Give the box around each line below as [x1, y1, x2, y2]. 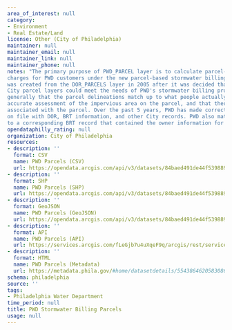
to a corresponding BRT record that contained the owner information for [7, 119, 224, 127]
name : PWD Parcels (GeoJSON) [13, 210, 97, 217]
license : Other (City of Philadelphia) [7, 36, 122, 43]
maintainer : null [7, 42, 57, 49]
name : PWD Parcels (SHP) [13, 184, 85, 191]
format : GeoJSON [13, 203, 60, 210]
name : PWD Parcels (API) [13, 235, 85, 242]
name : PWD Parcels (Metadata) [13, 261, 100, 268]
